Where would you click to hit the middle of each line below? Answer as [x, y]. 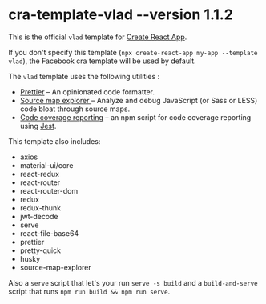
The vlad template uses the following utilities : [84, 76]
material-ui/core [46, 165]
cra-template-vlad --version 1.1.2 [121, 15]
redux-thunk [40, 208]
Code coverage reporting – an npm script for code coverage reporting [135, 117]
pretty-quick [40, 250]
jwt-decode [39, 216]
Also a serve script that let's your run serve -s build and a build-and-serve [133, 282]
